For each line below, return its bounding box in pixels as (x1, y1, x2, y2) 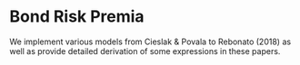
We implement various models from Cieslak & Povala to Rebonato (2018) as (9, 36, 292, 47)
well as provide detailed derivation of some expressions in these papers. (9, 45, 281, 56)
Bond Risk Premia (9, 6, 145, 27)
